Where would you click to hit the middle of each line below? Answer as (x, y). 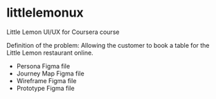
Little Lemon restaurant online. (50, 53)
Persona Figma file (43, 66)
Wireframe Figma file (46, 80)
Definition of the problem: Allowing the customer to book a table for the (108, 45)
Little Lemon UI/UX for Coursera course (63, 32)
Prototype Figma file (45, 88)
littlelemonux (45, 13)
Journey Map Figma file (50, 73)
